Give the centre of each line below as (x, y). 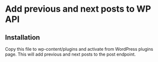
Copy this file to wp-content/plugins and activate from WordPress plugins (79, 49)
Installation (23, 37)
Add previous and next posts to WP (78, 9)
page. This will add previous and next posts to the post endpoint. (70, 54)
